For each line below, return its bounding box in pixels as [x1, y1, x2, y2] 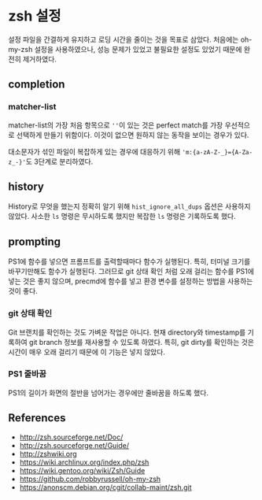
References [8, 411, 66, 425]
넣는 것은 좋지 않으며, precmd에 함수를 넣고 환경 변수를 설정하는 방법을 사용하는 [8, 276, 253, 286]
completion [8, 78, 65, 91]
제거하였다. [22, 54, 57, 64]
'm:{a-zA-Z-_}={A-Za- [182, 148, 253, 156]
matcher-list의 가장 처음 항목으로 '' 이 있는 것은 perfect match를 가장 [8, 120, 223, 130]
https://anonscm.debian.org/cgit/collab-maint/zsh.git [19, 482, 192, 492]
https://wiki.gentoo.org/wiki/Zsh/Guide [19, 465, 146, 475]
